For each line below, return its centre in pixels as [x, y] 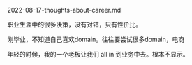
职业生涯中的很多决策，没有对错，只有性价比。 [74, 24]
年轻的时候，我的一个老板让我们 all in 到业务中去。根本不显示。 [98, 54]
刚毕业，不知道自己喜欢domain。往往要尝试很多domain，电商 [96, 39]
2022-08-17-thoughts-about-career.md [64, 10]
